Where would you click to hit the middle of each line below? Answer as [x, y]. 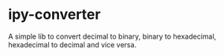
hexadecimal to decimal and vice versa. [72, 44]
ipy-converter [54, 15]
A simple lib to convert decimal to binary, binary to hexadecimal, [112, 36]
